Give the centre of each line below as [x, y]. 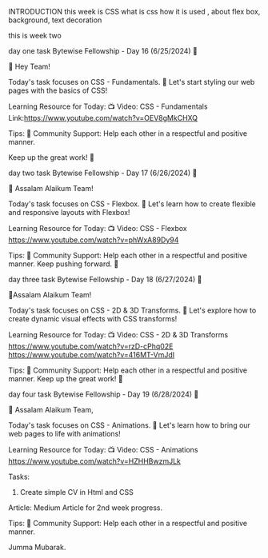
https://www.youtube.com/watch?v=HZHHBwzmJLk [95, 461]
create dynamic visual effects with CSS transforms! [93, 319]
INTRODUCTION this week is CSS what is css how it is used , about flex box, [134, 12]
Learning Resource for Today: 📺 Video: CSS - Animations [103, 450]
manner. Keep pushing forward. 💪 [64, 264]
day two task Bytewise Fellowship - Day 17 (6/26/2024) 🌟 [103, 173]
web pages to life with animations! [65, 434]
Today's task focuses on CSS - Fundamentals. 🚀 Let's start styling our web [132, 82]
